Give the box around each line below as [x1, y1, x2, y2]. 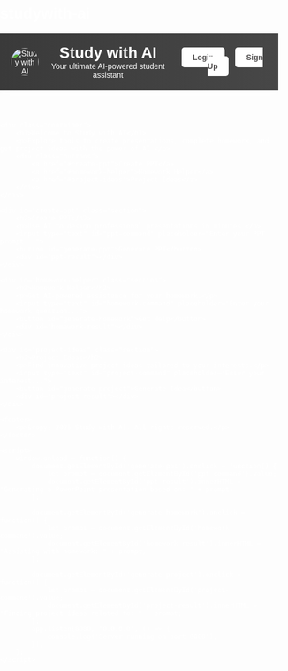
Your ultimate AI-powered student [50, 61, 165, 71]
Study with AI [58, 43, 157, 62]
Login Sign [192, 52, 264, 62]
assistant [92, 70, 124, 80]
